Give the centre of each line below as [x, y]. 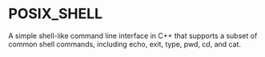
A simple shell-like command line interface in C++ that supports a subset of [133, 36]
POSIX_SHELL [55, 14]
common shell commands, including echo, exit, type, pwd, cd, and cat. [125, 44]
